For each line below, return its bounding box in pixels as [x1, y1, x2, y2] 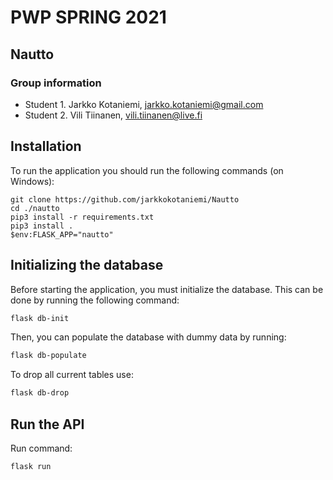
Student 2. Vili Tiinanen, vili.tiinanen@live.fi [24, 109, 203, 121]
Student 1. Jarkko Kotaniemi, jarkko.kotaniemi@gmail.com [24, 98, 264, 110]
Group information [10, 76, 102, 90]
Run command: [10, 442, 73, 454]
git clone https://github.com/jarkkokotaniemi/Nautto [10, 194, 240, 205]
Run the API [10, 416, 85, 433]
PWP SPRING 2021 [10, 6, 167, 29]
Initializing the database [10, 257, 164, 274]
